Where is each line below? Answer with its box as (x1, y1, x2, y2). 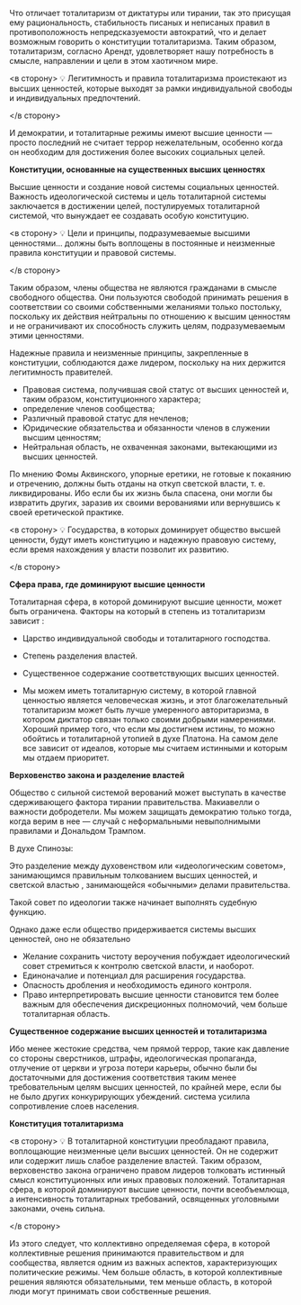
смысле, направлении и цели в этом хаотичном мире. (9, 56, 218, 66)
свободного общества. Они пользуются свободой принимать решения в (9, 292, 289, 303)
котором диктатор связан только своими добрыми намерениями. (22, 714, 277, 724)
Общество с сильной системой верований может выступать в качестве (9, 787, 287, 798)
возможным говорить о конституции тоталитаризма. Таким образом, (9, 36, 277, 47)
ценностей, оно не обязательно (9, 934, 131, 944)
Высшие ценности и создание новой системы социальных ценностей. (9, 182, 279, 192)
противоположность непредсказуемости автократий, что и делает (9, 27, 267, 37)
